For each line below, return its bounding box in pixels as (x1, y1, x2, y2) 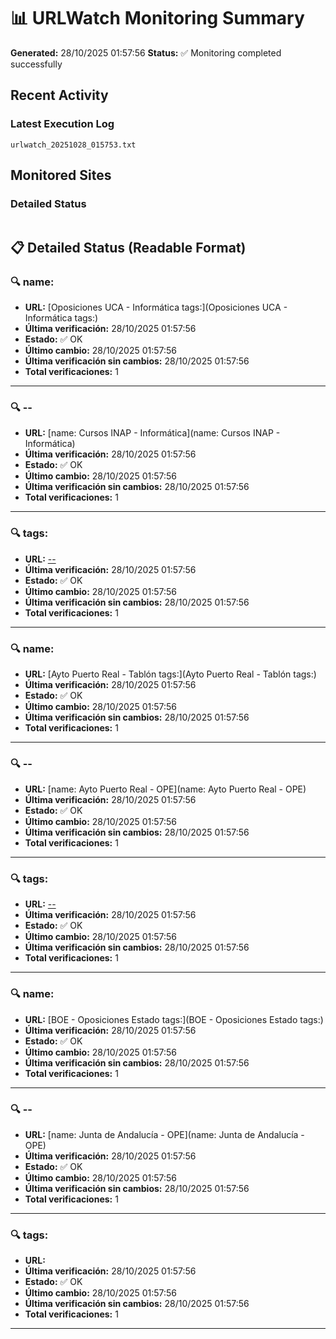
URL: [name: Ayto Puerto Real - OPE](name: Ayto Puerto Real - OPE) (24, 783, 307, 795)
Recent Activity (10, 87, 109, 104)
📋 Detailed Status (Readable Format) (10, 239, 247, 256)
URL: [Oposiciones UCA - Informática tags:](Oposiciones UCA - (24, 301, 288, 313)
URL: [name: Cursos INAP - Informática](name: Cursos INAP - (24, 427, 281, 439)
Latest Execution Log (10, 117, 115, 131)
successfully (10, 58, 63, 70)
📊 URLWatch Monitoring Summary (10, 7, 305, 30)
